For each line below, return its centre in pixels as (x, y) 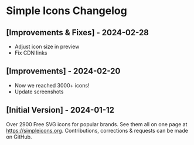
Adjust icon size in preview (47, 46)
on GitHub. (19, 137)
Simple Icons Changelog (67, 11)
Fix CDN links (31, 53)
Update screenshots (39, 92)
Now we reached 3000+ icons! (52, 85)
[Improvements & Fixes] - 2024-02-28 (78, 33)
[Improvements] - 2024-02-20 (63, 71)
